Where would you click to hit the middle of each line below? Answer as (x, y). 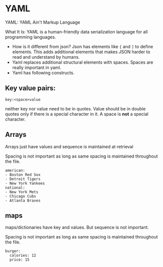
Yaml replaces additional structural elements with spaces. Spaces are (83, 62)
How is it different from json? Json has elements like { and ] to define (83, 46)
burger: (13, 251)
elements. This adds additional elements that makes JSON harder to (81, 52)
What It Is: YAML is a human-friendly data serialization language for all (76, 32)
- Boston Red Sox (23, 175)
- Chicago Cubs (21, 196)
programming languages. (31, 37)
